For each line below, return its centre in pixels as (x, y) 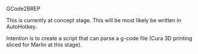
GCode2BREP (23, 9)
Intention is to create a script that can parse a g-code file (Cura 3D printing (99, 38)
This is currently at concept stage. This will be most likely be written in (94, 20)
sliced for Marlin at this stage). (44, 45)
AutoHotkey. (22, 27)
